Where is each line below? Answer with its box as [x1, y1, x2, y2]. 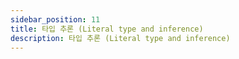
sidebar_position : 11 [10, 14, 101, 25]
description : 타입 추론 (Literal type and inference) [10, 33, 231, 43]
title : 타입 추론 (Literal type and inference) [10, 24, 204, 34]
